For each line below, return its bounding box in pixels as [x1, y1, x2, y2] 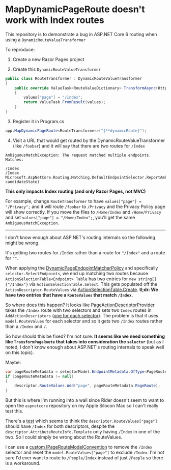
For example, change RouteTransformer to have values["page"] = [5, 198, 141, 204]
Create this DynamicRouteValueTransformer [12, 66, 101, 72]
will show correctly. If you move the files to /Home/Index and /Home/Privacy [5, 209, 161, 215]
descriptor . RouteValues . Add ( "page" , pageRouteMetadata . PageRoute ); [14, 383, 160, 389]
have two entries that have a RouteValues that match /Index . [5, 291, 133, 298]
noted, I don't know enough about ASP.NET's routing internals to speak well [5, 344, 164, 350]
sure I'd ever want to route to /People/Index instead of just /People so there [5, 455, 164, 461]
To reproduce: [5, 46, 35, 52]
